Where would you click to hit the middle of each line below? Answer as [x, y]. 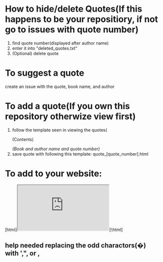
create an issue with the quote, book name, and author [60, 87]
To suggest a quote [45, 73]
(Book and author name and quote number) [56, 149]
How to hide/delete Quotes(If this [74, 9]
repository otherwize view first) [71, 116]
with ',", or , [22, 253]
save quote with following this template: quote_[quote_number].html [80, 154]
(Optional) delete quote [35, 53]
